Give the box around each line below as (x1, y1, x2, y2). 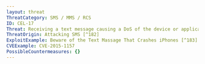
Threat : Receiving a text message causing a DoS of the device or (6, 26, 179, 32)
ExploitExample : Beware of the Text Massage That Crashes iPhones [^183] (6, 37, 198, 43)
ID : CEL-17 (6, 20, 34, 26)
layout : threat (6, 9, 45, 15)
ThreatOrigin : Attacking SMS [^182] (6, 32, 99, 38)
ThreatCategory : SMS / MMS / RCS (6, 15, 92, 21)
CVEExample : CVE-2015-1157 (6, 43, 75, 49)
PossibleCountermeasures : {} (6, 49, 81, 55)
